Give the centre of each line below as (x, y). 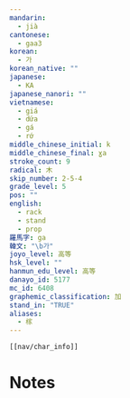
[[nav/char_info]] (44, 347)
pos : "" (24, 195)
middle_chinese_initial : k (60, 144)
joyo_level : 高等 (41, 254)
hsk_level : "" (36, 263)
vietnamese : (32, 102)
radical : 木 (31, 170)
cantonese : (30, 35)
